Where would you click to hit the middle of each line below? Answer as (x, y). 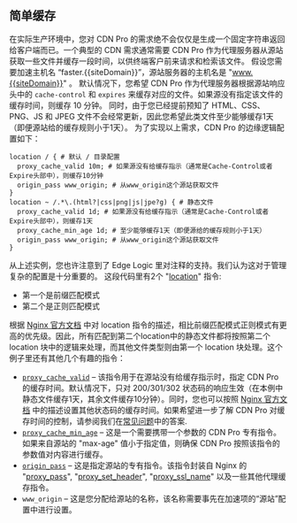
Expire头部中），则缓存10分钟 (57, 175)
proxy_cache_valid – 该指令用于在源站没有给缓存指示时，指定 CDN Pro (150, 377)
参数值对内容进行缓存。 (65, 454)
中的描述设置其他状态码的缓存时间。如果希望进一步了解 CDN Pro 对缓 (159, 410)
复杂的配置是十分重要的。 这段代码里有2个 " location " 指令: (115, 276)
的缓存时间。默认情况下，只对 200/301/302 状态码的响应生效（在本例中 (152, 388)
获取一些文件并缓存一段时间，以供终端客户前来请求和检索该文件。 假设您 (142, 61)
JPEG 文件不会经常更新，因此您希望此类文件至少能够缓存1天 (164, 116)
